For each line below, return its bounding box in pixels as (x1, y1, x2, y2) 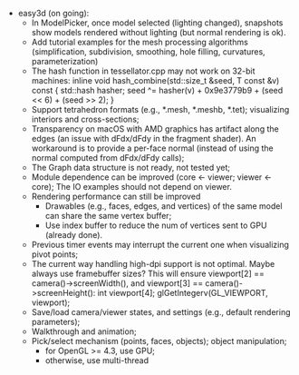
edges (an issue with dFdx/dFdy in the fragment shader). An (31, 133, 256, 143)
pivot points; (31, 249, 79, 260)
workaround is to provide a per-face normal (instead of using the (31, 143, 274, 153)
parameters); (31, 317, 81, 327)
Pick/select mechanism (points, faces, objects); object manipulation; (31, 336, 287, 346)
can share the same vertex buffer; (44, 211, 172, 221)
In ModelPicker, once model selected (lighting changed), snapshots (31, 17, 284, 28)
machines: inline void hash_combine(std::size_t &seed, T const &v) (31, 75, 280, 85)
